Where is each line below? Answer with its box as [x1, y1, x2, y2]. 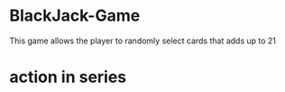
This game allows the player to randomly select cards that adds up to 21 [9, 35, 277, 46]
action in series [9, 67, 127, 87]
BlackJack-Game [9, 5, 141, 26]
